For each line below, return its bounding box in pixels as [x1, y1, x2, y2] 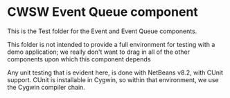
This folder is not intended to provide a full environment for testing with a [7, 40, 215, 48]
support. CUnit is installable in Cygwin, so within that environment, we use [7, 75, 219, 84]
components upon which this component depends [7, 55, 151, 63]
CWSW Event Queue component [7, 4, 199, 20]
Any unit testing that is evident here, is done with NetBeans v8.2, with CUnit [7, 68, 224, 77]
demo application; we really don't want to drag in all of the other [7, 48, 191, 56]
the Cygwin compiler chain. [7, 83, 85, 91]
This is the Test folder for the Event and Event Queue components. [7, 27, 197, 35]
